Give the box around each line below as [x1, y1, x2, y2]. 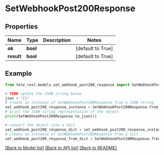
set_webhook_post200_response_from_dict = [5, 136, 93, 141]
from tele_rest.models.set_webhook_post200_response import [5, 82, 130, 87]
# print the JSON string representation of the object [5, 109, 119, 115]
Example [5, 69, 32, 78]
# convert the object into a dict [5, 122, 76, 127]
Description [43, 37, 71, 43]
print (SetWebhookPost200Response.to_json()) [5, 114, 97, 119]
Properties [5, 22, 38, 31]
